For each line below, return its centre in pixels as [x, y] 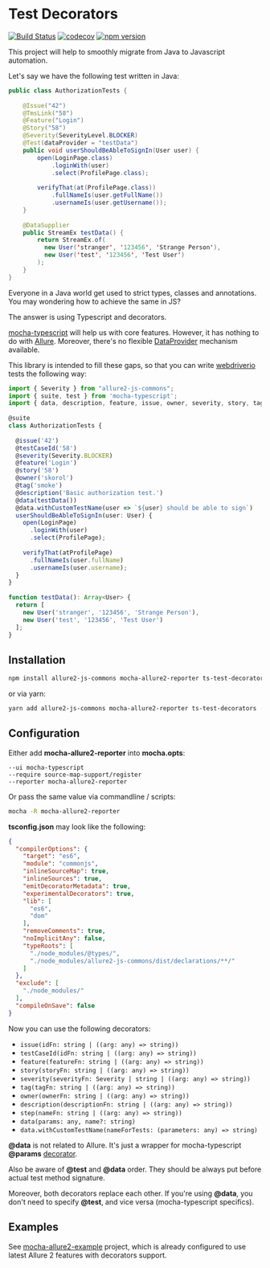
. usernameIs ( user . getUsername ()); [109, 203]
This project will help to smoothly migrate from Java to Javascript [117, 51]
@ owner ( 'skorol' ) [45, 478]
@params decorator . [43, 1153]
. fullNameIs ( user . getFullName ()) [107, 195]
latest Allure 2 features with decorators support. [88, 1255]
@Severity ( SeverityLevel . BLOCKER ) [80, 136]
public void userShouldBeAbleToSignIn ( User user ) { [111, 150]
